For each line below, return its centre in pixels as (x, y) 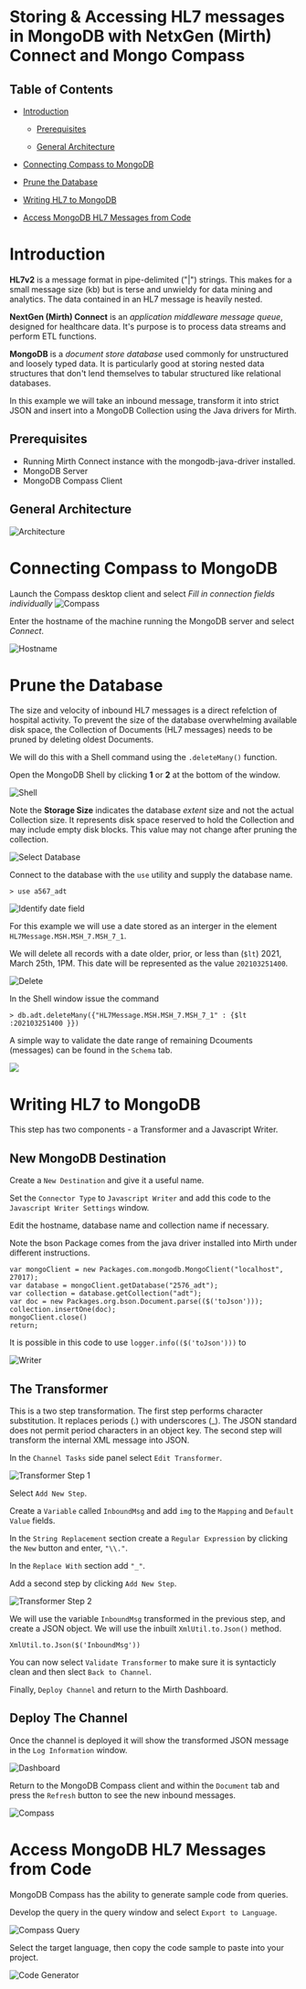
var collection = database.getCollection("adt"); (106, 1294)
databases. (31, 383)
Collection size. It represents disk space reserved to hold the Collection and (152, 820)
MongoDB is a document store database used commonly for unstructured (149, 354)
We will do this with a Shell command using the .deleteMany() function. (143, 757)
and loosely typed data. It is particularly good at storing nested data (137, 364)
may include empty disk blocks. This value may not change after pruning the (153, 830)
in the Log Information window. (69, 1750)
